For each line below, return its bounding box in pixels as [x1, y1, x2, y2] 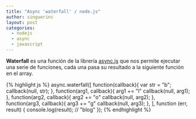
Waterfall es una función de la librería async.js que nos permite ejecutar [6, 57, 180, 64]
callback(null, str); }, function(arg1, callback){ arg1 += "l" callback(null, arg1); [6, 87, 190, 94]
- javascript [11, 42, 43, 47]
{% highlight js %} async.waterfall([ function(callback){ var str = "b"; [6, 81, 171, 88]
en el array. [6, 70, 33, 77]
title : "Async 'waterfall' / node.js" [6, 8, 101, 15]
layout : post [6, 19, 38, 25]
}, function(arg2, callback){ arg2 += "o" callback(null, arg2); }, [6, 93, 156, 100]
